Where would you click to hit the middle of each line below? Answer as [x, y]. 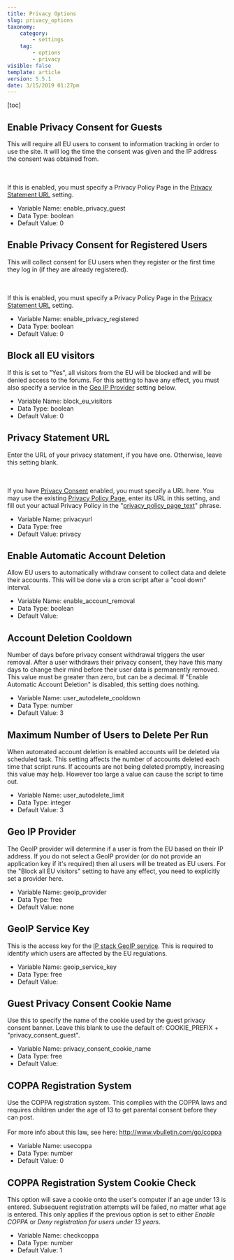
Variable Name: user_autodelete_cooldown [79, 698]
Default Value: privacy [49, 534]
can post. [21, 1117]
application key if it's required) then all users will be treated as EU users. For [117, 863]
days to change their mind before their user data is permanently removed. [114, 670]
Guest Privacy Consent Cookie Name [89, 1004]
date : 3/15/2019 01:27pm [43, 85]
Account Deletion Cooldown [70, 638]
